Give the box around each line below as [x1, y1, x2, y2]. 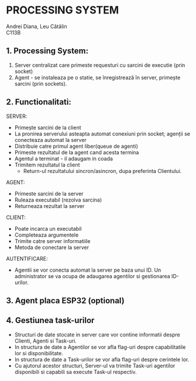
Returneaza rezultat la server [14, 202, 85, 209]
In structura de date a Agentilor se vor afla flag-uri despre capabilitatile [14, 343, 186, 351]
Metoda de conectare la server [14, 244, 90, 251]
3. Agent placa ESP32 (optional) [6, 296, 125, 306]
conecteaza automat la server [14, 136, 87, 143]
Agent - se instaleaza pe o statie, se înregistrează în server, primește [14, 74, 181, 81]
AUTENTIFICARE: [6, 255, 48, 262]
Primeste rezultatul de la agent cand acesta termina [14, 148, 139, 155]
